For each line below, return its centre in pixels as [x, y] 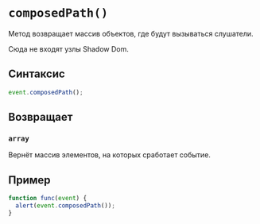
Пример [29, 180]
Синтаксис [37, 74]
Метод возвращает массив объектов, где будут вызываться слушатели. [131, 33]
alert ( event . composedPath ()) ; [65, 206]
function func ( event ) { [48, 199]
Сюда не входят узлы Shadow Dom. [69, 48]
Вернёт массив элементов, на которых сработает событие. [109, 155]
